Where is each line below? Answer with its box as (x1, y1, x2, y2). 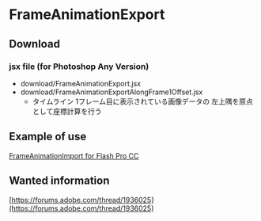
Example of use (9, 130, 87, 143)
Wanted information (9, 174, 110, 188)
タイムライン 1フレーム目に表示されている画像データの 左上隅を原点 (32, 97, 254, 106)
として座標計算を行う (32, 106, 102, 116)
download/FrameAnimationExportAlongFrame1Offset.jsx (20, 87, 203, 97)
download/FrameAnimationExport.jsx (20, 78, 142, 88)
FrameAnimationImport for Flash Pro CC (9, 151, 139, 160)
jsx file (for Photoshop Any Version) (9, 61, 149, 72)
